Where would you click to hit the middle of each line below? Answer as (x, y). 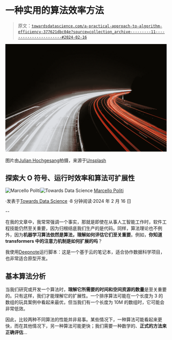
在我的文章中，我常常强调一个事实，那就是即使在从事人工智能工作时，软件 (84, 222)
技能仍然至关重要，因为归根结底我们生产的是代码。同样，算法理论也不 (83, 228)
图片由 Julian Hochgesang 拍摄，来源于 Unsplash (56, 160)
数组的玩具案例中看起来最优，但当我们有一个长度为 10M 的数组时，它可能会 (85, 302)
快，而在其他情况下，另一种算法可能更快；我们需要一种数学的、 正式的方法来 (86, 326)
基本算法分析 (26, 276)
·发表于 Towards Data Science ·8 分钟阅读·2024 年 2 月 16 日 (68, 201)
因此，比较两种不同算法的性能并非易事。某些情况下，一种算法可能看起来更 (84, 320)
